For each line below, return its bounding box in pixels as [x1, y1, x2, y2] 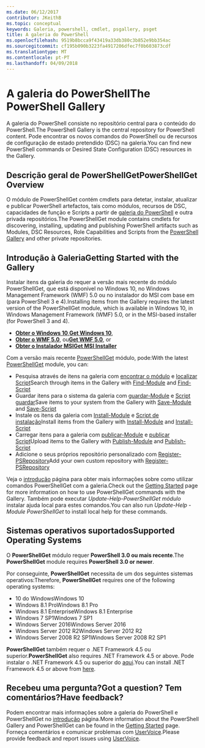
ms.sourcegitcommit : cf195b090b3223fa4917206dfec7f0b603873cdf [6, 43, 171, 50]
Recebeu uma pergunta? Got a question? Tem [6, 683, 182, 694]
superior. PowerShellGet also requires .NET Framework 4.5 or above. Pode [6, 652, 195, 659]
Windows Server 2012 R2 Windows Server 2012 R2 [15, 627, 143, 634]
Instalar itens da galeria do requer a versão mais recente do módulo [6, 279, 177, 286]
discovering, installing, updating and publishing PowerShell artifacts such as [6, 222, 198, 230]
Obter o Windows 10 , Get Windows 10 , [15, 329, 113, 337]
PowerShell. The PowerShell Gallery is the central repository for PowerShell [6, 126, 195, 133]
